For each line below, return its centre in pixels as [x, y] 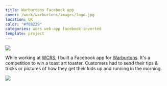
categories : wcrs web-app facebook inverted [53, 29]
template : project [25, 34]
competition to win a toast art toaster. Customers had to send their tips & [82, 63]
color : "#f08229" [24, 24]
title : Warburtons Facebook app [40, 10]
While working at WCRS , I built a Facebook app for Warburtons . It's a [78, 58]
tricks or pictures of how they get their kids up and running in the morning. [84, 68]
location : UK [19, 19]
